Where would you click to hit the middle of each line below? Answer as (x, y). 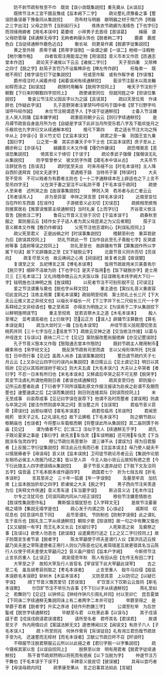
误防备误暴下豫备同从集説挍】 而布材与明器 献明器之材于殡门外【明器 (81, 19)
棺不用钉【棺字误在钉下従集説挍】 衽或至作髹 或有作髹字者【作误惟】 (81, 74)
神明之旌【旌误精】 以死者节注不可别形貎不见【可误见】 (95, 282)
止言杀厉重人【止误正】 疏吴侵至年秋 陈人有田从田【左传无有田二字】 (81, 557)
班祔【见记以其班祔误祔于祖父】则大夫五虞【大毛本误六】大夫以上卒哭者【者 (82, 368)
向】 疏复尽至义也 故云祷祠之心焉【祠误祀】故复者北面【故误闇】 (76, 258)
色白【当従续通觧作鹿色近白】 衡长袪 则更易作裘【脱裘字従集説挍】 (78, 44)
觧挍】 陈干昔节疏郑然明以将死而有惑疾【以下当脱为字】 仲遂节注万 (81, 655)
